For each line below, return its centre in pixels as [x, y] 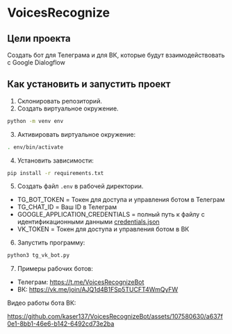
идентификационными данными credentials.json [88, 222]
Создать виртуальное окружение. [68, 108]
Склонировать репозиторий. [60, 101]
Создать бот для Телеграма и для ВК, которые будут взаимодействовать [116, 55]
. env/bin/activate [35, 147]
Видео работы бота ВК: [42, 303]
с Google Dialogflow [36, 62]
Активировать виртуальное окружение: [76, 134]
